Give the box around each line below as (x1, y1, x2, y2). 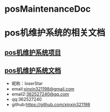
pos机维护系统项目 (4, 48, 61, 57)
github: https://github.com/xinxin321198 (11, 101, 91, 107)
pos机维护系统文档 (4, 67, 61, 75)
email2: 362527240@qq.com (11, 91, 69, 97)
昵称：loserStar (11, 80, 43, 86)
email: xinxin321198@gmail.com (11, 86, 75, 91)
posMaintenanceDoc (4, 3, 91, 15)
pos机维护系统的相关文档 (4, 27, 106, 39)
